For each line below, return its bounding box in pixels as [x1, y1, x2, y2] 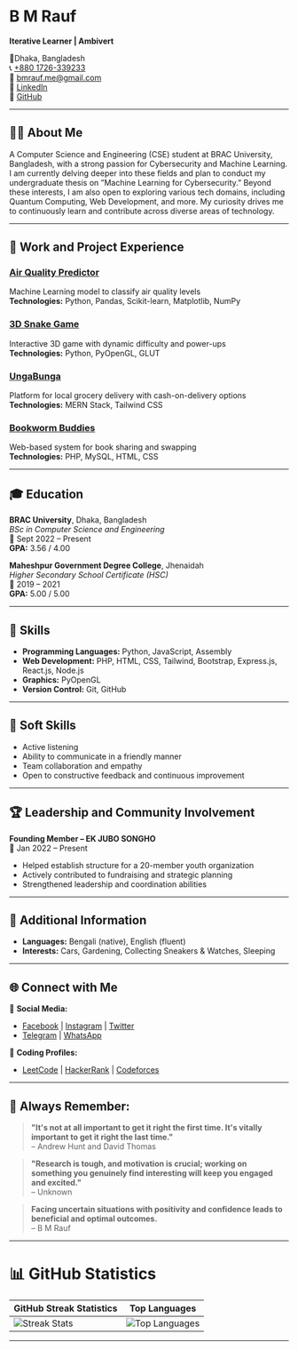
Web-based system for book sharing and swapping [9, 442, 197, 452]
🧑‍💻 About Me [9, 125, 83, 140]
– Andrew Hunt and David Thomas [30, 1141, 157, 1152]
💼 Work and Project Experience [9, 240, 184, 255]
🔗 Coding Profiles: [9, 1047, 78, 1058]
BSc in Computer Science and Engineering [9, 524, 166, 535]
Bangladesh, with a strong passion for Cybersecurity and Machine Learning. [9, 158, 288, 169]
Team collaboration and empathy [21, 760, 143, 771]
